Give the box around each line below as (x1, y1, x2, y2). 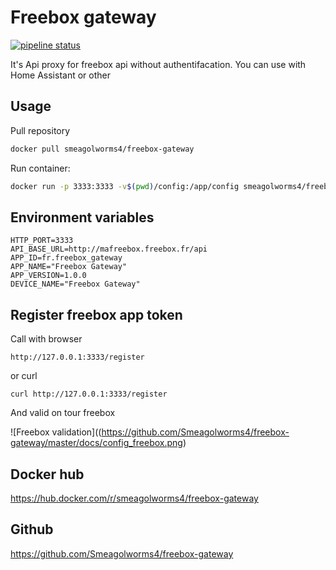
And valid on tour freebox (10, 407, 116, 419)
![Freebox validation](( (10, 426, 102, 438)
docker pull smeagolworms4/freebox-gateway (10, 144, 195, 154)
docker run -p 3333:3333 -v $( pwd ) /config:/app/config (10, 181, 240, 191)
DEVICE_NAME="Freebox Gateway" (10, 279, 141, 290)
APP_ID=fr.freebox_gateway (10, 253, 123, 263)
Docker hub (10, 466, 85, 483)
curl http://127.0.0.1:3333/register (10, 389, 168, 400)
